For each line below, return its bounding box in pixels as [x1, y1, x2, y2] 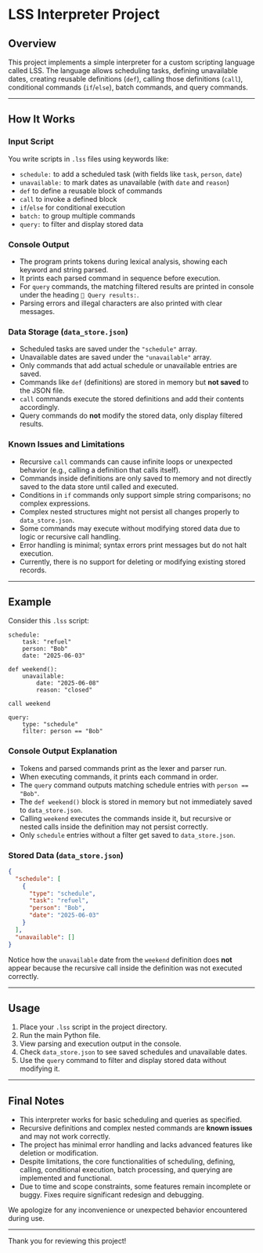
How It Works [8, 112, 76, 126]
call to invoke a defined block [19, 194, 117, 203]
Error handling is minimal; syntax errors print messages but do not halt [19, 540, 247, 550]
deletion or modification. [19, 1149, 99, 1158]
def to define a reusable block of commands [19, 186, 163, 195]
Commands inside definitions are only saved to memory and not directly [19, 473, 252, 483]
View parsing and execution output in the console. [19, 1039, 182, 1049]
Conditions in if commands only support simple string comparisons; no [19, 490, 251, 499]
